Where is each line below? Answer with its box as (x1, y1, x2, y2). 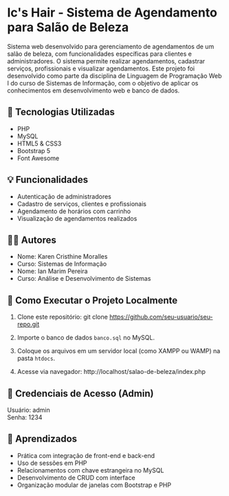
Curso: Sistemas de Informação (17, 260, 107, 268)
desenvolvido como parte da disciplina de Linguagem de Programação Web (7, 71, 222, 80)
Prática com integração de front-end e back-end (17, 451, 155, 459)
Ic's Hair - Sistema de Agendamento (7, 5, 218, 21)
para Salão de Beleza (7, 19, 129, 35)
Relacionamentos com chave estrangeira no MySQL (17, 466, 164, 474)
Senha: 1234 (7, 413, 43, 421)
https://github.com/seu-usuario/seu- (109, 313, 213, 321)
